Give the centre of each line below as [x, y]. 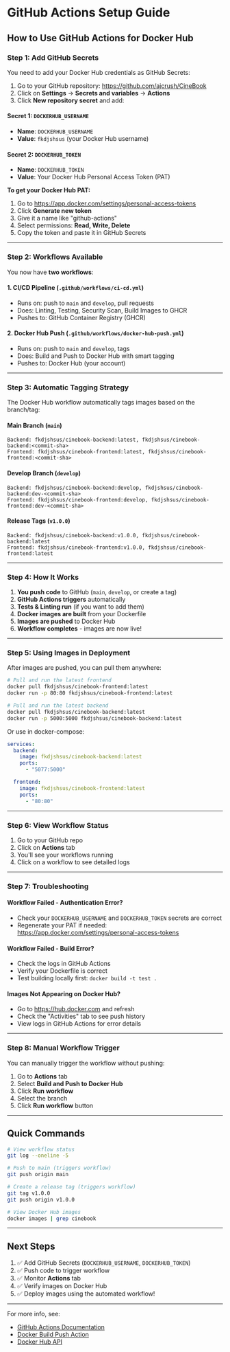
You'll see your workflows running [65, 855]
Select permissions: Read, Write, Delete [74, 225]
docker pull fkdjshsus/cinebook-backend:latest [76, 712]
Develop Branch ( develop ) [44, 473]
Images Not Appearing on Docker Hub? [64, 993]
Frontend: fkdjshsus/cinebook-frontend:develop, [78, 499]
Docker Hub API [40, 1342]
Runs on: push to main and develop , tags [73, 348]
